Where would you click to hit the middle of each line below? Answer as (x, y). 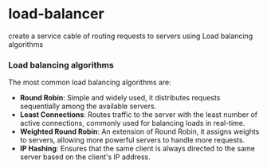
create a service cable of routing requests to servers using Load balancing (131, 36)
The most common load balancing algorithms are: (90, 82)
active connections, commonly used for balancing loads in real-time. (132, 123)
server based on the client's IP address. (85, 157)
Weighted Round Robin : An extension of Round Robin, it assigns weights (139, 131)
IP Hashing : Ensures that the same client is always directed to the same (137, 149)
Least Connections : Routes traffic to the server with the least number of (138, 115)
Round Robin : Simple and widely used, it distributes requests (120, 98)
